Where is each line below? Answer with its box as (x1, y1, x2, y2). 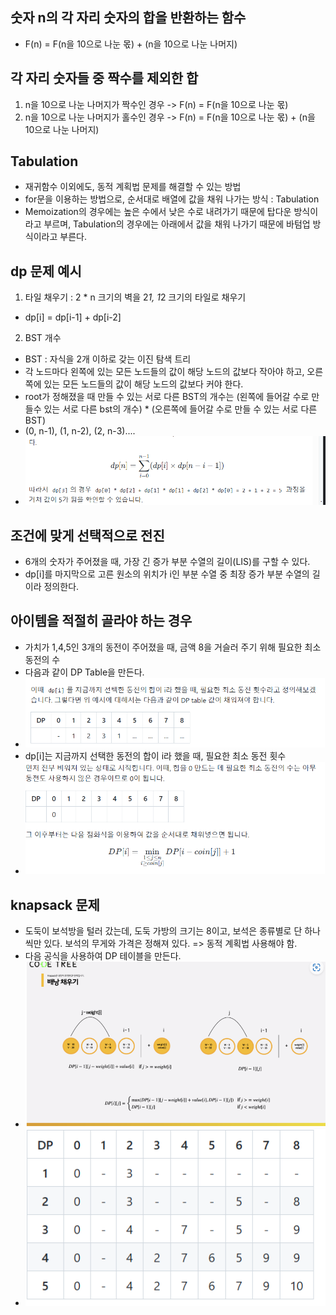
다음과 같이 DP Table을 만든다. (24, 666, 145, 678)
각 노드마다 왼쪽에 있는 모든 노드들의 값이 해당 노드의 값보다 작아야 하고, (24, 366, 305, 378)
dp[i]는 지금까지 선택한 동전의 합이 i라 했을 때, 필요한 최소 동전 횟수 (24, 750, 287, 762)
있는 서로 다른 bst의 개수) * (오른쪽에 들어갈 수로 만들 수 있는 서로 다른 (43, 403, 318, 415)
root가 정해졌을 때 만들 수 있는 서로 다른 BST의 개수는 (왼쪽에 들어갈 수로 (24, 391, 310, 403)
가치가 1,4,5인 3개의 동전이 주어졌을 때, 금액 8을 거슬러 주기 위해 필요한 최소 (24, 641, 322, 653)
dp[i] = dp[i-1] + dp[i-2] (24, 311, 122, 323)
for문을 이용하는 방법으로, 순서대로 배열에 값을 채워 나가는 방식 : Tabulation (24, 193, 320, 205)
